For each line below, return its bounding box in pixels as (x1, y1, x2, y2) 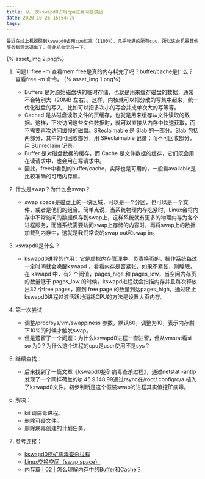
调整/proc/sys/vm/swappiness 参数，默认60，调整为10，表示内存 (24, 319, 189, 327)
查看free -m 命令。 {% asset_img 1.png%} (15, 76, 121, 83)
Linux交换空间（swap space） (24, 458, 101, 466)
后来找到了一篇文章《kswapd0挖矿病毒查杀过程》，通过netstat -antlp (24, 368, 196, 376)
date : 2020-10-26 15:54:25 (6, 15, 75, 21)
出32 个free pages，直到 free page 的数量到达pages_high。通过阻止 (24, 285, 196, 293)
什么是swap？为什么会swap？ (15, 186, 91, 193)
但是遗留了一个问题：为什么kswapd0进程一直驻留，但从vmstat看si (24, 334, 192, 342)
